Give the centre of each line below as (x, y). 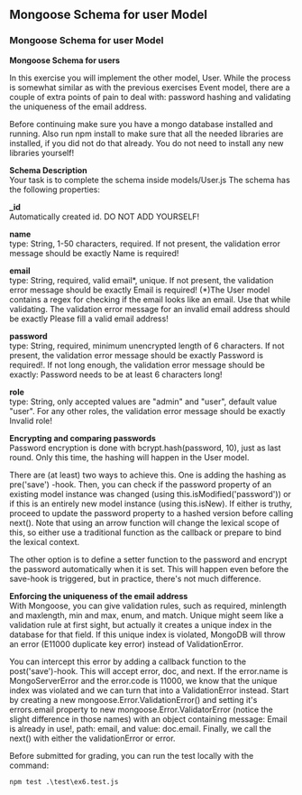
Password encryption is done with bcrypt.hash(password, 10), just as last (145, 448)
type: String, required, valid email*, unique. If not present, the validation (142, 280)
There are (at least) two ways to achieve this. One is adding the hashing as (148, 475)
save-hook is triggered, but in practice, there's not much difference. (135, 578)
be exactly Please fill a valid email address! (89, 319)
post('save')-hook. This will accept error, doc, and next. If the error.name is (149, 670)
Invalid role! (31, 421)
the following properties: (55, 190)
